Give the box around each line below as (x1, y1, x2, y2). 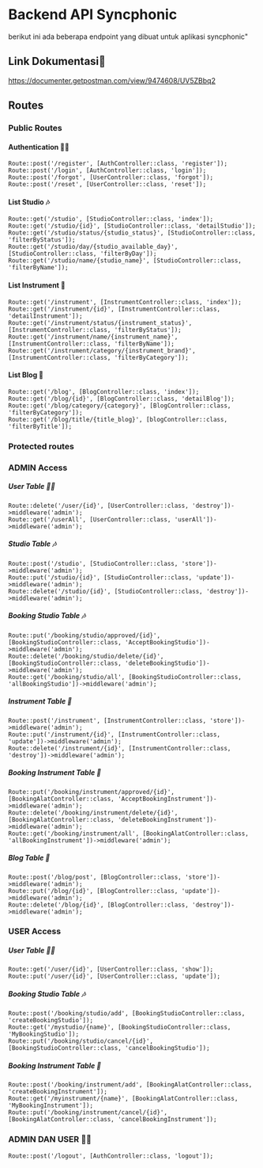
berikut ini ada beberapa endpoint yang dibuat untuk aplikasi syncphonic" (8, 32, 249, 41)
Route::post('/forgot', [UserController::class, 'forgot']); (8, 174, 214, 181)
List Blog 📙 (8, 370, 43, 380)
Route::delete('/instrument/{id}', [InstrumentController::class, (8, 744, 231, 752)
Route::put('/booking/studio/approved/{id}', (8, 632, 160, 639)
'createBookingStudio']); (8, 1017, 93, 1025)
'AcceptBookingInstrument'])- (117, 795, 217, 803)
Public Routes (8, 123, 62, 134)
